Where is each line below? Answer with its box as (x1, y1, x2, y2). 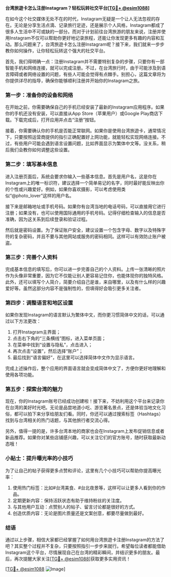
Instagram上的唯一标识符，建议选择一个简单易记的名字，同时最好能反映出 (5, 179, 160, 186)
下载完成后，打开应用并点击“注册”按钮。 (14, 117, 99, 123)
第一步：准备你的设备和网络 (5, 91, 73, 98)
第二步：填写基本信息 (5, 161, 58, 168)
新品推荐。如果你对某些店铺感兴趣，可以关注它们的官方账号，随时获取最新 (5, 434, 161, 440)
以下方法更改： (9, 318, 41, 324)
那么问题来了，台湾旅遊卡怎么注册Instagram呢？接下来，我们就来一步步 (14, 41, 164, 47)
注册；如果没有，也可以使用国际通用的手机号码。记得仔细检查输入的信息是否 (5, 209, 166, 216)
